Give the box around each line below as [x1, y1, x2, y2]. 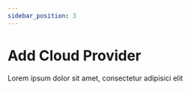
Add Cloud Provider [7, 46, 142, 64]
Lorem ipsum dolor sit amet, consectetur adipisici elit [7, 73, 183, 83]
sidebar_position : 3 [7, 11, 77, 20]
